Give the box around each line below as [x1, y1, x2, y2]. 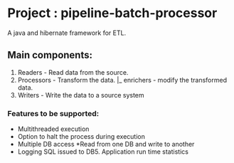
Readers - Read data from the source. [17, 68, 129, 76]
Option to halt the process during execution [17, 132, 146, 141]
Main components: [7, 49, 92, 61]
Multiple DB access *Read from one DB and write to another [17, 140, 195, 149]
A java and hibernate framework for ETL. [7, 28, 127, 37]
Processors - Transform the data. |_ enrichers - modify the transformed [17, 75, 228, 84]
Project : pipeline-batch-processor [7, 5, 218, 21]
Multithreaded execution [17, 125, 90, 133]
